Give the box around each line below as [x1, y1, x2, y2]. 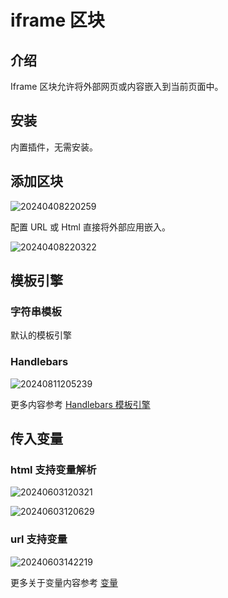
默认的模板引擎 [10, 329, 72, 341]
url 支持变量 [10, 532, 68, 546]
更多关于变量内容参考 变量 [10, 576, 118, 588]
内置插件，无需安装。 [10, 141, 98, 153]
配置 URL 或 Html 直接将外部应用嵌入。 [10, 221, 171, 233]
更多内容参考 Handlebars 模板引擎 [10, 398, 151, 410]
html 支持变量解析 [10, 462, 97, 476]
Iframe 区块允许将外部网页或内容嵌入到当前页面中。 [10, 81, 224, 92]
